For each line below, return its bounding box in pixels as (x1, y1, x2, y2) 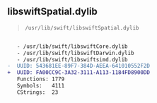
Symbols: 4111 (16, 83, 65, 90)
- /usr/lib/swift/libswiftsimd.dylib (16, 56, 129, 63)
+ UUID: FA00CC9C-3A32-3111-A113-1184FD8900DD (7, 69, 151, 76)
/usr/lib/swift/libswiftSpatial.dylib (24, 24, 139, 31)
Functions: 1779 (16, 75, 65, 83)
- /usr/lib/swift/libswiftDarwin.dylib (16, 49, 134, 56)
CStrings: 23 (16, 88, 59, 96)
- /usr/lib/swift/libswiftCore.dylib (16, 42, 129, 50)
